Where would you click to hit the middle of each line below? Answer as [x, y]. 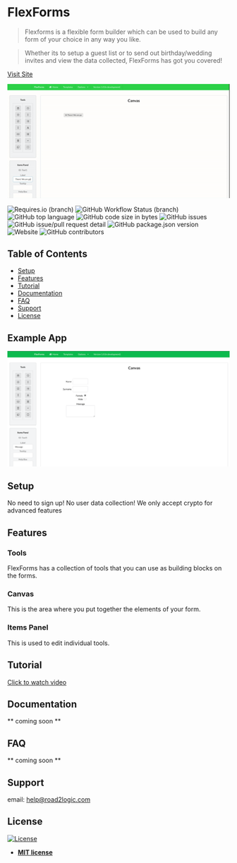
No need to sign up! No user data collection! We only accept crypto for [110, 503]
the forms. [22, 576]
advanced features [35, 510]
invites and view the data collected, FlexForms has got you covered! [123, 60]
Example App [37, 338]
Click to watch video [37, 682]
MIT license [35, 852]
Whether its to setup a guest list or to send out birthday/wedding [118, 53]
